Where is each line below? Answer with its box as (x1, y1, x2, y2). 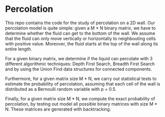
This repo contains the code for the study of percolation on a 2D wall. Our (5, 20, 156, 26)
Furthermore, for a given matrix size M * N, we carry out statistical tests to (5, 76, 157, 81)
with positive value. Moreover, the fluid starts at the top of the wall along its (5, 40, 158, 46)
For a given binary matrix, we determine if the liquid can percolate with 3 (5, 55, 153, 61)
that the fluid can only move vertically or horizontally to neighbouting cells (5, 36, 156, 41)
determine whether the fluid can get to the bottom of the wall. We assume (5, 30, 156, 36)
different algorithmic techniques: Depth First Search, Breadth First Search (5, 61, 155, 67)
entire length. (5, 46, 32, 52)
